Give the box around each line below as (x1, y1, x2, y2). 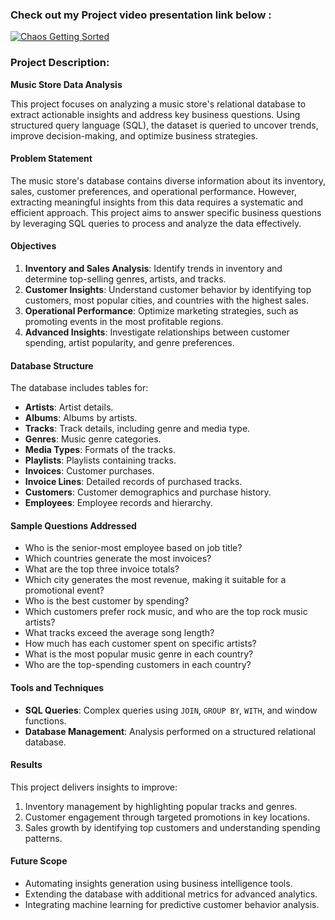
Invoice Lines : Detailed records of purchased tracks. (24, 476, 243, 488)
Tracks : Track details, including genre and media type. (24, 423, 251, 435)
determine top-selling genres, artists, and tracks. (24, 273, 227, 285)
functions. (24, 714, 67, 727)
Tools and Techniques (10, 682, 105, 693)
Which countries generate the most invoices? (24, 553, 212, 565)
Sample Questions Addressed (10, 519, 137, 532)
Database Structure (10, 359, 94, 372)
